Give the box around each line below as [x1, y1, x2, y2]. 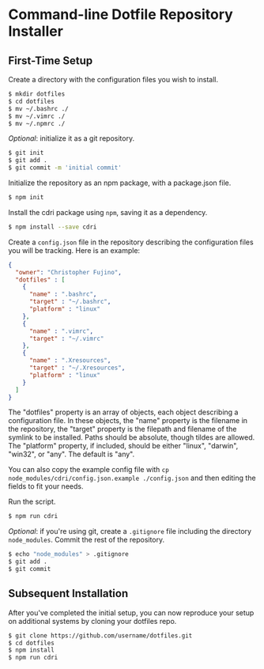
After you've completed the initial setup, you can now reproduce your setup [8, 607, 255, 618]
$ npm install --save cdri [8, 223, 97, 231]
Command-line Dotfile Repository [8, 6, 233, 24]
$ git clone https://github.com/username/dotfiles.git [8, 631, 193, 640]
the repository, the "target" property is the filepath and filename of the [8, 425, 237, 434]
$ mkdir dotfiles [8, 90, 66, 98]
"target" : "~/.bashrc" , [28, 298, 111, 306]
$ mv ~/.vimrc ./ [8, 112, 66, 120]
